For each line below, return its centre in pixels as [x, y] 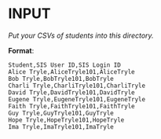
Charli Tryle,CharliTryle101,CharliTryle [77, 86]
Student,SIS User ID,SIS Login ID [65, 65]
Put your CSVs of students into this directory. [81, 35]
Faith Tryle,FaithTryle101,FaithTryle [71, 106]
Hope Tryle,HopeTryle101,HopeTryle [66, 120]
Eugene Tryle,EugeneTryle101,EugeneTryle [77, 99]
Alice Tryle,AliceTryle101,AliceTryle [71, 71]
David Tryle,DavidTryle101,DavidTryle [71, 92]
